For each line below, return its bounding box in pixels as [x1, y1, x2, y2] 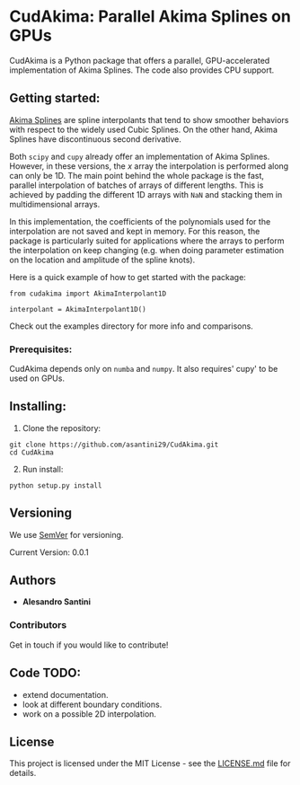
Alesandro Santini [22, 596, 92, 607]
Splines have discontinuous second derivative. [9, 133, 181, 145]
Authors [9, 573, 57, 588]
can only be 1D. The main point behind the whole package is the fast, [9, 170, 265, 181]
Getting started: [9, 91, 101, 106]
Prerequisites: [9, 343, 73, 356]
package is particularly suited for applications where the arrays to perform [9, 235, 285, 246]
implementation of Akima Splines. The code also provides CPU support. [9, 65, 275, 75]
